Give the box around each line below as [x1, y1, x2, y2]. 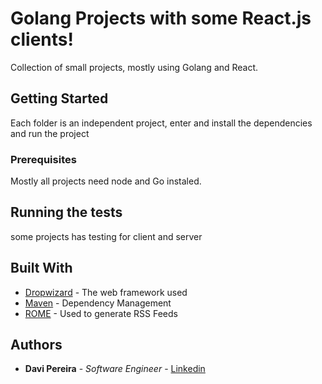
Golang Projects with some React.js [10, 7, 312, 30]
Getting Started [10, 90, 109, 107]
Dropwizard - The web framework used [24, 286, 188, 298]
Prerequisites [10, 152, 77, 166]
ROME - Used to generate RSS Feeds [24, 307, 178, 319]
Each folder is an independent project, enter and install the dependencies [10, 117, 313, 129]
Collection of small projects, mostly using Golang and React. [10, 61, 259, 73]
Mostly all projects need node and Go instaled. [10, 175, 202, 187]
